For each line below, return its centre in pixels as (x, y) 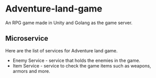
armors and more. (31, 71)
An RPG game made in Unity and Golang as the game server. (69, 23)
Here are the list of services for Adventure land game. (61, 50)
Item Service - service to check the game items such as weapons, (82, 65)
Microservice (27, 38)
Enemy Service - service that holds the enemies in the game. (76, 60)
